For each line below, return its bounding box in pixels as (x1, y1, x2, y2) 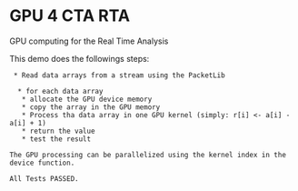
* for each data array (17, 86, 104, 95)
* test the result (21, 134, 92, 144)
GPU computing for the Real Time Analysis (9, 35, 169, 46)
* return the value (21, 126, 95, 136)
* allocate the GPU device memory (21, 95, 153, 104)
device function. (9, 158, 75, 167)
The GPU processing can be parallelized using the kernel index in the (9, 150, 286, 159)
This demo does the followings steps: (9, 53, 150, 64)
